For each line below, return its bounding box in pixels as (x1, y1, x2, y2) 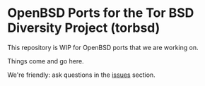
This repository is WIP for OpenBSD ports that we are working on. (7, 43, 199, 51)
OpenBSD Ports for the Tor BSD (7, 5, 194, 21)
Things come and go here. (7, 56, 84, 65)
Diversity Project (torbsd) (7, 20, 160, 36)
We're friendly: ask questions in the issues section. (7, 70, 156, 79)
